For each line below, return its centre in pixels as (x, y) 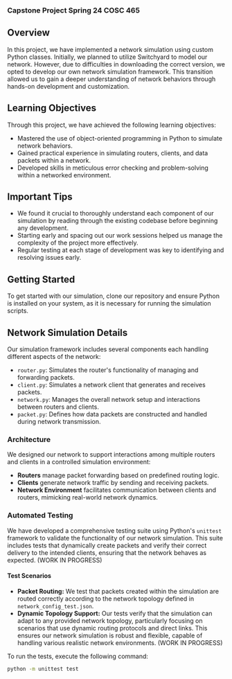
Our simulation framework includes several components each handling (108, 349)
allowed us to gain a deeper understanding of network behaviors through (111, 79)
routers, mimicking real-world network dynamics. (87, 497)
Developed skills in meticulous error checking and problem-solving (113, 168)
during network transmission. (59, 421)
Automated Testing (40, 515)
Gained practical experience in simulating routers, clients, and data (113, 153)
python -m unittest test (43, 669)
